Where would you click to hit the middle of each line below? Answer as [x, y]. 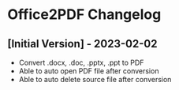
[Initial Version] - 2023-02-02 [82, 44]
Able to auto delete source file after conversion [95, 79]
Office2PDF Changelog [84, 15]
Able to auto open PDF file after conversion [89, 71]
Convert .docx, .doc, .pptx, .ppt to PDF [81, 62]
